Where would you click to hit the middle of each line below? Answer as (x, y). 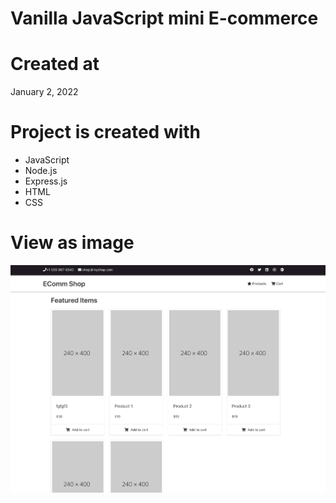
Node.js (41, 171)
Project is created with (106, 132)
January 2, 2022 (44, 92)
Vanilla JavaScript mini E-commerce (164, 18)
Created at (55, 64)
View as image (72, 243)
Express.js (46, 181)
